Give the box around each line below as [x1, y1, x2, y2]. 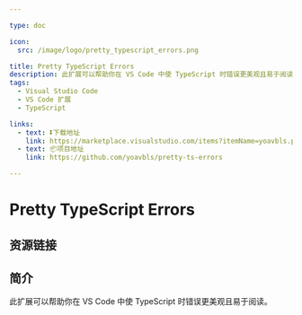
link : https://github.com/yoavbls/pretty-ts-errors [25, 153, 223, 162]
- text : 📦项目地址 [17, 144, 84, 153]
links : [9, 119, 34, 128]
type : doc [9, 21, 47, 30]
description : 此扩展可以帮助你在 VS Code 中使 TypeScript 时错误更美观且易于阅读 [9, 70, 294, 79]
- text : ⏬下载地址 [17, 127, 81, 137]
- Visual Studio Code [17, 87, 99, 96]
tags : [9, 78, 30, 88]
